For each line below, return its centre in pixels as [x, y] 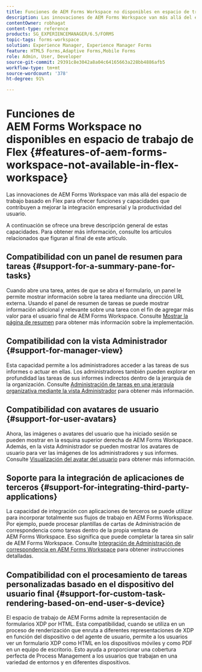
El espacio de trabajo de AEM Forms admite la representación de [87, 618]
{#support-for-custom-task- [111, 593]
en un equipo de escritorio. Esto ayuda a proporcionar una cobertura [91, 650]
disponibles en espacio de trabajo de [100, 140]
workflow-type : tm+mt [33, 68]
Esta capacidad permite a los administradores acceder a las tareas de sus [98, 365]
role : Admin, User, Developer [44, 57]
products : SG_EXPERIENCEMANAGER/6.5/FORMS [60, 34]
